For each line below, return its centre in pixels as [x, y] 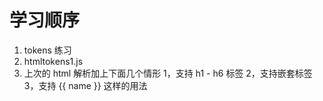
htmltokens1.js [53, 61]
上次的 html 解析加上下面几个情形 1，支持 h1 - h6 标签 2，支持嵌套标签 [168, 73]
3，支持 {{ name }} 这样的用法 [85, 85]
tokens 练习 [47, 50]
